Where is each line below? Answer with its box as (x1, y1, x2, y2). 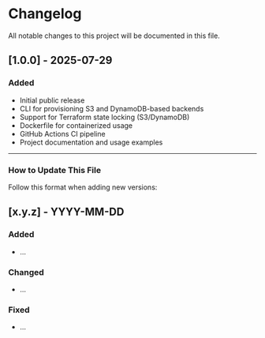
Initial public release (19, 96, 85, 105)
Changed (8, 266, 45, 277)
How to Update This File (8, 164, 101, 175)
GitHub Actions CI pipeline (19, 129, 106, 138)
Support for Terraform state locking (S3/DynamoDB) (19, 112, 190, 122)
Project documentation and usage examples (19, 137, 163, 147)
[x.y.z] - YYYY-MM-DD (8, 205, 125, 219)
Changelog (8, 5, 82, 23)
